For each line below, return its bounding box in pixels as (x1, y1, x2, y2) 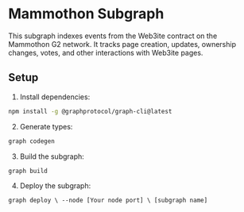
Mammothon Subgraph (8, 5, 165, 23)
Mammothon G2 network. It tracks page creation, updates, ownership (8, 39, 237, 48)
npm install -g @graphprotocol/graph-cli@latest (8, 107, 172, 115)
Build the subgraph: (19, 152, 85, 161)
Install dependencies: (19, 92, 91, 102)
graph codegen (8, 137, 56, 145)
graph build (8, 167, 48, 175)
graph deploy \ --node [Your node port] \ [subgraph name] (8, 196, 208, 204)
